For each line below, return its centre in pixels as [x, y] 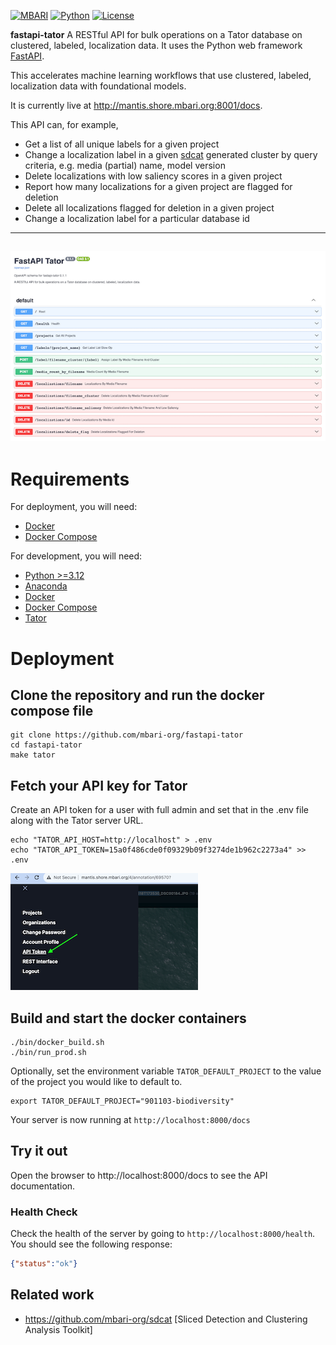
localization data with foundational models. [98, 86]
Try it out [39, 1151]
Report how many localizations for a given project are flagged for [158, 186]
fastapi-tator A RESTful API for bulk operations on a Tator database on [156, 34]
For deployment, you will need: [74, 507]
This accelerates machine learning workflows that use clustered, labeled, [161, 75]
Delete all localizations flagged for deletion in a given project [149, 208]
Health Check [44, 1212]
